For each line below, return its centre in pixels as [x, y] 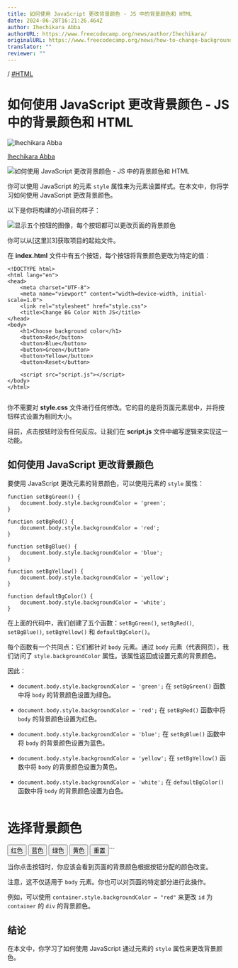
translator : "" [30, 47]
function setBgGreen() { [44, 497]
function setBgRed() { [41, 522]
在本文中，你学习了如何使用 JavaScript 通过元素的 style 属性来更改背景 [112, 949]
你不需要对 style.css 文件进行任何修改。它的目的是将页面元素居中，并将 [113, 407]
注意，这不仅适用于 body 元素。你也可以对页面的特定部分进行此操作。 [109, 881]
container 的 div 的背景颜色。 [51, 905]
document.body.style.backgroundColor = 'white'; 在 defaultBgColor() [121, 782]
